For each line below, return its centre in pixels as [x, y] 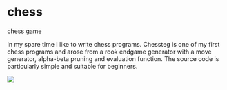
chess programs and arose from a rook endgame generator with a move [109, 52]
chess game [25, 31]
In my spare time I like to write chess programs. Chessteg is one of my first [113, 44]
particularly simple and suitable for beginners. [72, 66]
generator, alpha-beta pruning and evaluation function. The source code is [113, 58]
